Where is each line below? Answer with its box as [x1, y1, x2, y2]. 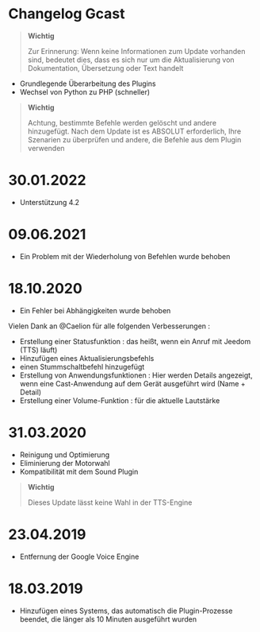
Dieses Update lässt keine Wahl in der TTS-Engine [27, 498, 193, 507]
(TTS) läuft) [19, 345, 58, 355]
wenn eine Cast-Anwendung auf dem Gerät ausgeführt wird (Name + [19, 378, 246, 388]
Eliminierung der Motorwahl [19, 458, 111, 467]
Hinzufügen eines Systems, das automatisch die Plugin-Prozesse [19, 606, 233, 615]
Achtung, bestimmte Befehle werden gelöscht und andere [27, 118, 216, 127]
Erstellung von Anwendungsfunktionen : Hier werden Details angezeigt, [19, 370, 253, 380]
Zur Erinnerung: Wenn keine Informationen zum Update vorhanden [27, 46, 246, 56]
